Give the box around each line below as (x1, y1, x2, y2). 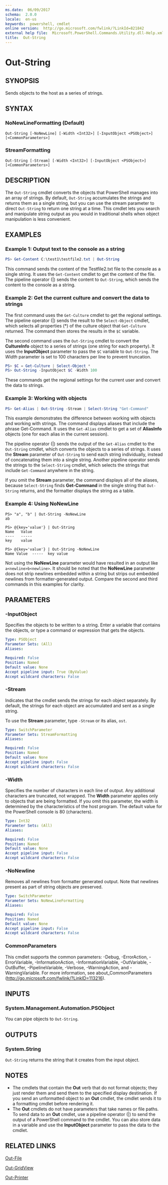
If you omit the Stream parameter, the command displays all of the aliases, (5, 477, 158, 483)
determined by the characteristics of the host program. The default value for (5, 804, 162, 810)
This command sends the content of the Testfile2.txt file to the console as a (5, 266, 161, 272)
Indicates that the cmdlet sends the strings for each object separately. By (5, 697, 156, 703)
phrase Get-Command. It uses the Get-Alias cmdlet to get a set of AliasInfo (5, 426, 162, 432)
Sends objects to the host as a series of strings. (5, 90, 103, 96)
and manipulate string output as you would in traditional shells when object (5, 211, 159, 217)
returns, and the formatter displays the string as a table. (19, 488, 135, 494)
